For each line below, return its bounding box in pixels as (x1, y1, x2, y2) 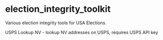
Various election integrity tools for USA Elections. (5, 20, 106, 26)
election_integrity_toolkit (5, 3, 111, 15)
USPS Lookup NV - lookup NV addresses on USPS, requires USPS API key (5, 29, 158, 35)
